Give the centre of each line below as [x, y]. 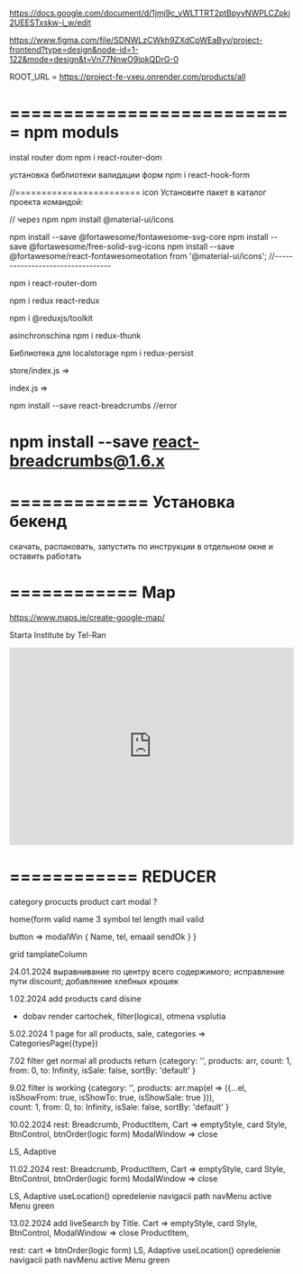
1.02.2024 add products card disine [75, 998]
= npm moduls [64, 132]
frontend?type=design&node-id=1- [74, 50]
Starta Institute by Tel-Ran [58, 635]
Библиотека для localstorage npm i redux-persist [101, 353]
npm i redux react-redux [55, 300]
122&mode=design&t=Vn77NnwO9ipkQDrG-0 [94, 59]
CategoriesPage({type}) [54, 1043]
